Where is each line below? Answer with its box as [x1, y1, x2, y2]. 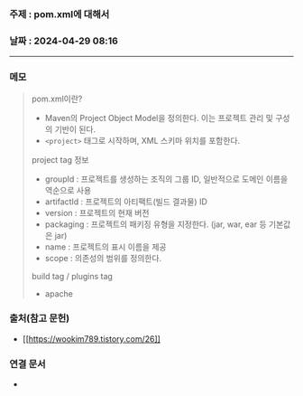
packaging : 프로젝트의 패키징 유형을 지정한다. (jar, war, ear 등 [44, 219, 268, 230]
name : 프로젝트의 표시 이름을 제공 [44, 241, 167, 252]
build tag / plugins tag [31, 270, 113, 281]
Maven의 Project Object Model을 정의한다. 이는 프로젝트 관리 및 [44, 112, 273, 123]
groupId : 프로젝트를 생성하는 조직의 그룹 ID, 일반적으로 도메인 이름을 [44, 174, 289, 184]
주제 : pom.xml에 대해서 [9, 7, 110, 20]
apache [44, 288, 74, 299]
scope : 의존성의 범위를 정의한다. [44, 252, 162, 263]
